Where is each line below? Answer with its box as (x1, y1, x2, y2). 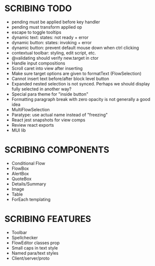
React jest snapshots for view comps (11, 117, 86, 123)
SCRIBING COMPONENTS (4, 144, 109, 155)
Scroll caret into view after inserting (11, 65, 83, 71)
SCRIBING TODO (4, 3, 72, 14)
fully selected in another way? (11, 86, 72, 92)
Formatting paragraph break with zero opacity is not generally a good (11, 96, 151, 102)
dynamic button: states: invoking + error (11, 39, 92, 45)
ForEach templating (11, 196, 51, 202)
